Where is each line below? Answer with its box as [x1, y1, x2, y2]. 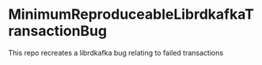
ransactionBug [8, 22, 108, 40]
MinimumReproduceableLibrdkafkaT [8, 5, 255, 23]
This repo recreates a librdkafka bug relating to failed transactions [8, 48, 224, 57]
